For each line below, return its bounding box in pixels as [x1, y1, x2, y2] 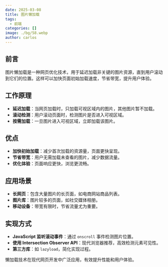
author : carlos [5, 35, 37, 40]
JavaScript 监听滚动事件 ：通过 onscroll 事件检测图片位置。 [12, 233, 136, 240]
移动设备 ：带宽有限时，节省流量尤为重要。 [12, 203, 100, 210]
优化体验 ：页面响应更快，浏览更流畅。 [12, 161, 91, 167]
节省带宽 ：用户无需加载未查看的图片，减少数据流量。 [12, 154, 122, 160]
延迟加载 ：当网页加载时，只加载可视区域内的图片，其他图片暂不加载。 [12, 105, 157, 111]
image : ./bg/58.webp [5, 30, 48, 35]
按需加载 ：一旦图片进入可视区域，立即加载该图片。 [12, 118, 118, 124]
